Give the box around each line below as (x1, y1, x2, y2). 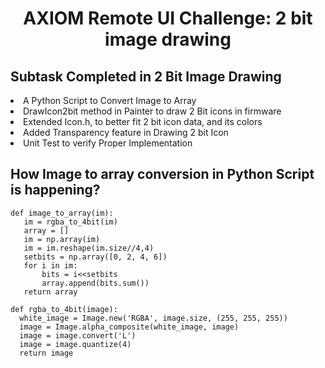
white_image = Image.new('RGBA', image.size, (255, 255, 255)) (19, 313, 288, 323)
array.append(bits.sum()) (41, 278, 150, 288)
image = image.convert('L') (19, 330, 137, 341)
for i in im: (23, 260, 78, 271)
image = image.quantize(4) (19, 339, 132, 349)
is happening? (10, 182, 101, 199)
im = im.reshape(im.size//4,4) (23, 243, 155, 253)
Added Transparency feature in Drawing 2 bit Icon (23, 127, 229, 138)
